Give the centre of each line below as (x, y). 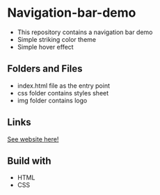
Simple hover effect (46, 47)
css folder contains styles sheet (63, 93)
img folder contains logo (52, 100)
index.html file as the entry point (63, 86)
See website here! (33, 139)
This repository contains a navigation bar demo (85, 32)
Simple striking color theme (56, 39)
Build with (29, 161)
